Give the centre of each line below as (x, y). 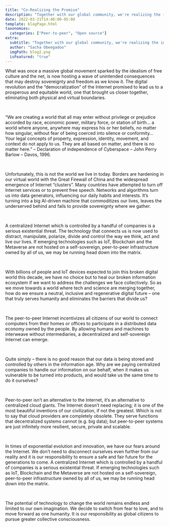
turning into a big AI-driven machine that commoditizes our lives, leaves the (83, 201)
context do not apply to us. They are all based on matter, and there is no (80, 144)
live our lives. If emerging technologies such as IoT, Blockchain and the (79, 242)
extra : (12, 38)
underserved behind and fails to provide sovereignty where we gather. (78, 206)
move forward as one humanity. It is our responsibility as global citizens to (82, 514)
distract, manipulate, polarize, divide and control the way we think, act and (82, 237)
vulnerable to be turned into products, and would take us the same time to (82, 375)
